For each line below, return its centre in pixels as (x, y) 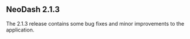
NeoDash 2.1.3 (33, 10)
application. (20, 30)
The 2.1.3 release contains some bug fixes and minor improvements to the (95, 23)
